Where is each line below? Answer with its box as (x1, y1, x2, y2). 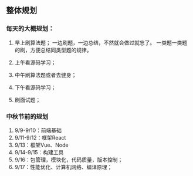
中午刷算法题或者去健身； (14, 71, 77, 78)
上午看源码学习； (14, 59, 56, 66)
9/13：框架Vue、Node (14, 141, 69, 148)
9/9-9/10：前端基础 (14, 127, 62, 134)
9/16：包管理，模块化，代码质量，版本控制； (14, 156, 123, 163)
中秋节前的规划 (6, 112, 49, 120)
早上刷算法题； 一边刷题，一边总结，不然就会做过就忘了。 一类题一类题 (14, 39, 188, 46)
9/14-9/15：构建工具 (14, 148, 64, 155)
